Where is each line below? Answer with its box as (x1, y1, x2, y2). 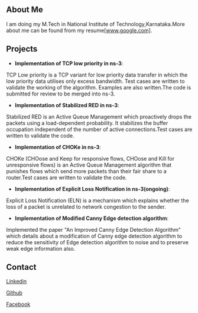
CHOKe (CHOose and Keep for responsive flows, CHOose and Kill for (6, 155, 175, 162)
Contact (6, 262, 37, 272)
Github (6, 289, 22, 296)
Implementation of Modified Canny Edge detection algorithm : (14, 215, 168, 222)
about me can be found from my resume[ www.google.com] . (6, 27, 152, 34)
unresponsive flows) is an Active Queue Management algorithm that (6, 161, 172, 168)
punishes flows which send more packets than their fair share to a (6, 167, 167, 174)
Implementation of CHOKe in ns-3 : (14, 143, 102, 151)
